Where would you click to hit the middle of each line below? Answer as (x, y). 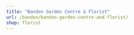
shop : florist (24, 23)
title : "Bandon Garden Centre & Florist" (58, 12)
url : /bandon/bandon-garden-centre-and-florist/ (67, 17)
